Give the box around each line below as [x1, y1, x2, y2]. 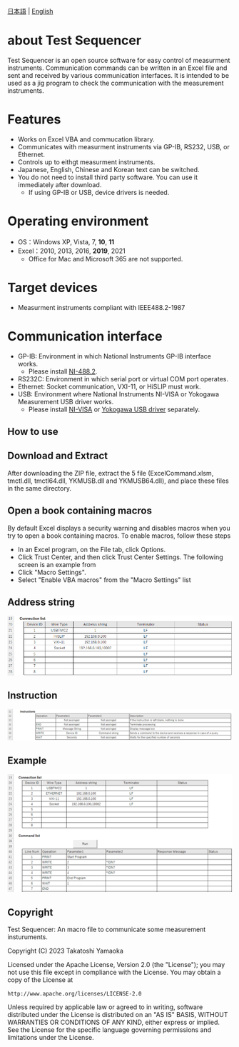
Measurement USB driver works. [17, 397, 114, 406]
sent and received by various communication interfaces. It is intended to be [7, 71, 230, 79]
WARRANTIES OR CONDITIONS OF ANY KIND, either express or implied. [7, 1018, 220, 1027]
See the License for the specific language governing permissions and [7, 1026, 212, 1034]
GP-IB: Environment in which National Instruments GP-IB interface [17, 351, 212, 360]
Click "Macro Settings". [17, 568, 87, 576]
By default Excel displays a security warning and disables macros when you [7, 523, 230, 532]
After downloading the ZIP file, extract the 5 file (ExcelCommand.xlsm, [7, 469, 214, 477]
